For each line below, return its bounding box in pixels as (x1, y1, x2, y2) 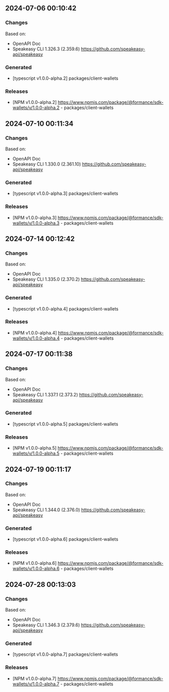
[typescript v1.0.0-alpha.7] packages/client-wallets (12, 651, 118, 658)
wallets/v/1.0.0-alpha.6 (12, 565, 60, 572)
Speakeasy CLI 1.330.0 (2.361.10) (12, 161, 81, 167)
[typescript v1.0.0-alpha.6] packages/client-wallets (12, 536, 119, 542)
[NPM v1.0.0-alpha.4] (12, 330, 57, 336)
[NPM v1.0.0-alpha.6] (12, 560, 57, 566)
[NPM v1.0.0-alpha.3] (12, 215, 57, 221)
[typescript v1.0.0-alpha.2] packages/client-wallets (12, 75, 119, 81)
